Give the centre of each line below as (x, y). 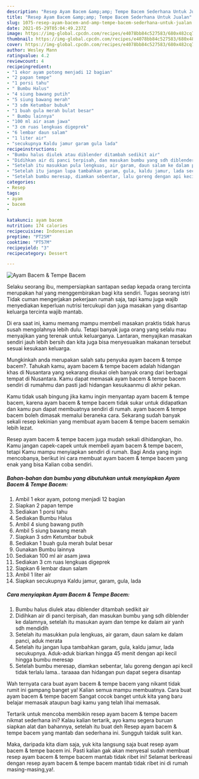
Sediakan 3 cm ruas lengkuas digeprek (63, 562)
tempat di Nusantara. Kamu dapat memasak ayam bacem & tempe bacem (96, 379)
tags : (13, 193)
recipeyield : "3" (28, 248)
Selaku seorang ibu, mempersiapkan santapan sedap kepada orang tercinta (99, 287)
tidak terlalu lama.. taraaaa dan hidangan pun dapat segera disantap (98, 673)
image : (15, 34)
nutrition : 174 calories (37, 226)
